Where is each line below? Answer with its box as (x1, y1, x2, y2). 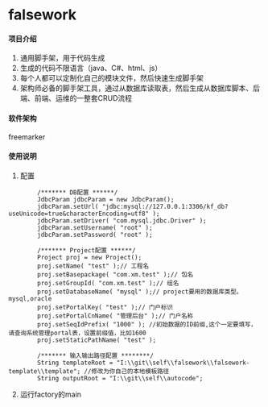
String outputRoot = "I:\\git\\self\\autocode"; (37, 374, 204, 382)
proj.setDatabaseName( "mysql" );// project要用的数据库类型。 (37, 288, 243, 296)
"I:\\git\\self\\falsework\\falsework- (116, 359, 250, 367)
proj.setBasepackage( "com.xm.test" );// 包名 (37, 270, 194, 279)
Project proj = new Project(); (37, 253, 142, 261)
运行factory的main (19, 389, 82, 399)
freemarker (8, 131, 46, 142)
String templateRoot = (37, 359, 113, 367)
